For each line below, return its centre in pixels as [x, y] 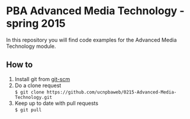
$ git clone [29, 92]
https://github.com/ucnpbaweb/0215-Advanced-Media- [112, 92]
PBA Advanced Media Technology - [95, 11]
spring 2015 [36, 23]
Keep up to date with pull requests [57, 103]
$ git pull [28, 110]
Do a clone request [38, 85]
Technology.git [33, 97]
